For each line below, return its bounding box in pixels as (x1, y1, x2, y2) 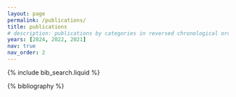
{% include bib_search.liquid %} (7, 68, 100, 77)
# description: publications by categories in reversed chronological (7, 29, 218, 37)
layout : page (7, 10, 46, 17)
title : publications (7, 23, 68, 30)
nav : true (7, 43, 37, 50)
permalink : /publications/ (7, 17, 86, 24)
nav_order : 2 (7, 50, 46, 57)
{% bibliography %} (7, 82, 65, 90)
